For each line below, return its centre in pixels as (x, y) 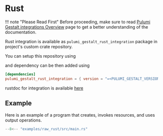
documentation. (21, 32)
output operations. (24, 120)
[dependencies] (20, 74)
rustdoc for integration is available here (44, 88)
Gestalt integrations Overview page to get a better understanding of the (77, 27)
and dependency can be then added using (47, 65)
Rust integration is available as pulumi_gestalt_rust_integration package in (81, 41)
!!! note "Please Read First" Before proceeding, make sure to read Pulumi (78, 22)
